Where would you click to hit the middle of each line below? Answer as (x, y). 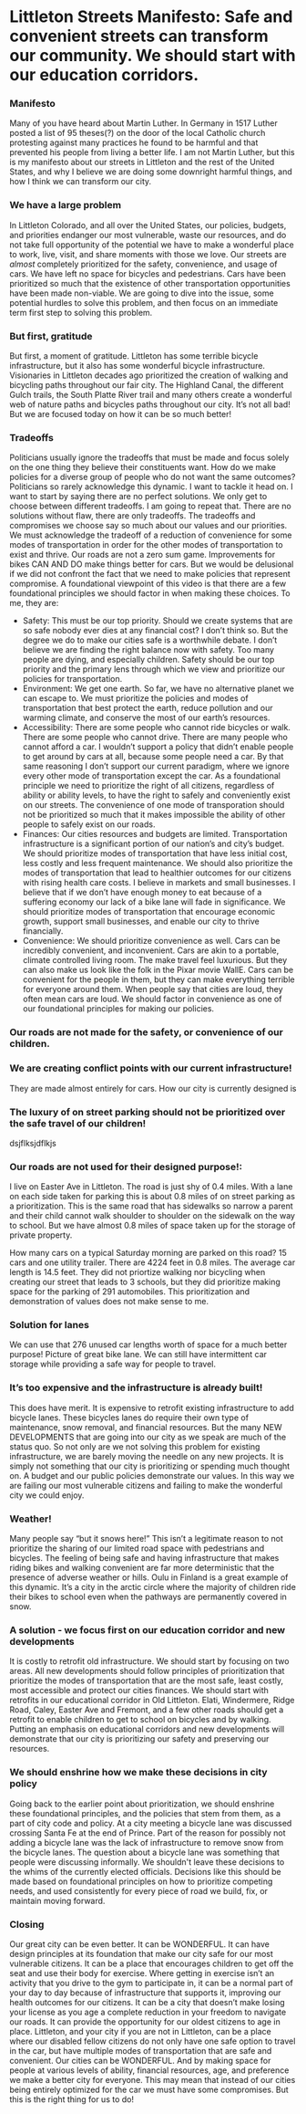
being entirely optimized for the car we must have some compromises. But (149, 2089)
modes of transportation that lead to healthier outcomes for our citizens (157, 873)
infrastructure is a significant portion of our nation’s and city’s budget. (153, 844)
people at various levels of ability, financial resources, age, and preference (149, 2070)
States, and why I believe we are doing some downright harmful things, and (151, 172)
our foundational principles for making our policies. (118, 1009)
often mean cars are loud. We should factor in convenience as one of (152, 999)
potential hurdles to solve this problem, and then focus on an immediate (144, 302)
